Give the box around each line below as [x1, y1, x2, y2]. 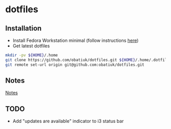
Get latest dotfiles [12, 43, 50, 49]
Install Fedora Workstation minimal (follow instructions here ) [12, 37, 139, 43]
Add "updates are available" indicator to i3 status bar [12, 118, 124, 124]
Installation [5, 24, 42, 33]
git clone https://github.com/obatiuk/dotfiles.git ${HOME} [5, 57, 136, 62]
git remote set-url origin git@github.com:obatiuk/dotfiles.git [5, 62, 145, 67]
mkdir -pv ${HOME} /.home [5, 53, 58, 58]
